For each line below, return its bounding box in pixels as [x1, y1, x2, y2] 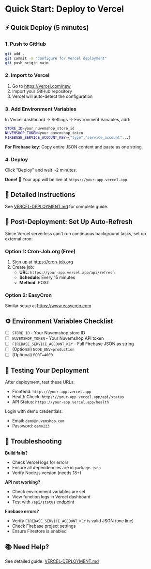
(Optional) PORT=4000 [12, 352, 53, 358]
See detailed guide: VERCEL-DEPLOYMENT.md [5, 558, 99, 564]
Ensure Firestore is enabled [12, 528, 67, 534]
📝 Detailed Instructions [5, 191, 76, 199]
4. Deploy [5, 156, 28, 163]
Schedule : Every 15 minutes [19, 274, 75, 280]
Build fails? [5, 450, 28, 456]
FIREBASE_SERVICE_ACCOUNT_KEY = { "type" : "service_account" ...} [5, 135, 131, 140]
